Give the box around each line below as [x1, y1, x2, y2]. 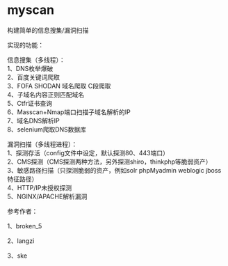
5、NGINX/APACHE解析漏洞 [7, 192, 88, 201]
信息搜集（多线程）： [7, 55, 65, 64]
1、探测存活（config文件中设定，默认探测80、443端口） [7, 148, 169, 157]
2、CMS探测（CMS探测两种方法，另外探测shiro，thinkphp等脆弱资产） [7, 157, 212, 166]
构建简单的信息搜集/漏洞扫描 [7, 26, 89, 34]
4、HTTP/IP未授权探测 [7, 183, 72, 191]
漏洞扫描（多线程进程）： [7, 140, 78, 148]
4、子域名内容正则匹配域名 [7, 90, 85, 99]
